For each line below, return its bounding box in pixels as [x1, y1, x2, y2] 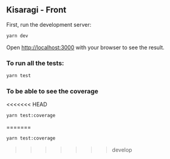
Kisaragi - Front [6, 5, 67, 15]
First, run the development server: [6, 21, 92, 28]
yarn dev [6, 33, 29, 39]
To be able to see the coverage [6, 87, 99, 95]
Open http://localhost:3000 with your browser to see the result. [6, 44, 165, 51]
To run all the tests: [6, 59, 64, 67]
